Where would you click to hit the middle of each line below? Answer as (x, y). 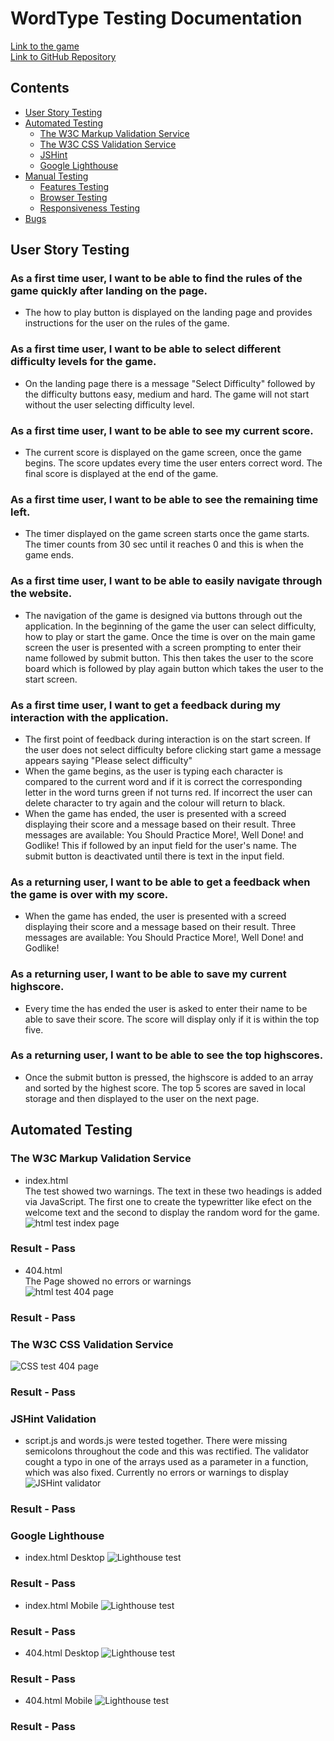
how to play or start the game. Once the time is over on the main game (170, 636)
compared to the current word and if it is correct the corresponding (163, 781)
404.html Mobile (58, 1701)
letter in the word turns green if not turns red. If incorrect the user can (168, 792)
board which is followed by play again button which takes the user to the (174, 668)
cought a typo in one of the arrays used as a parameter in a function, (166, 1462)
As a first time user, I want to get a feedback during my (146, 705)
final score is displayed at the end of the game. (121, 474)
